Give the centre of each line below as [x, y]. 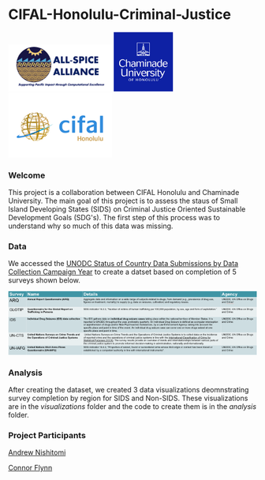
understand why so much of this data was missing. [91, 226]
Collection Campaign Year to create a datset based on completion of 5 [122, 272]
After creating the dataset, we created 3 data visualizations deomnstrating [129, 390]
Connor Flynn [30, 468]
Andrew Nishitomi [37, 452]
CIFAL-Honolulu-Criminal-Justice [119, 15]
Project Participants [47, 436]
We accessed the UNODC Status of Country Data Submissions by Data [123, 264]
